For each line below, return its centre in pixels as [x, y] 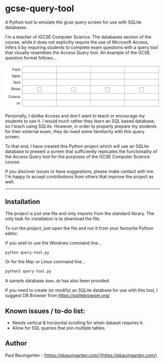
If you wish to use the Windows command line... [54, 243]
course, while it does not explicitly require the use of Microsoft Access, [77, 42]
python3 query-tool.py [28, 271]
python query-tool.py [27, 253]
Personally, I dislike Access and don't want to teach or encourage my [75, 115]
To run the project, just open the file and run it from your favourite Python [79, 228]
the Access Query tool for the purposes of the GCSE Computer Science [78, 156]
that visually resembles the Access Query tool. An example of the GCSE [78, 53]
